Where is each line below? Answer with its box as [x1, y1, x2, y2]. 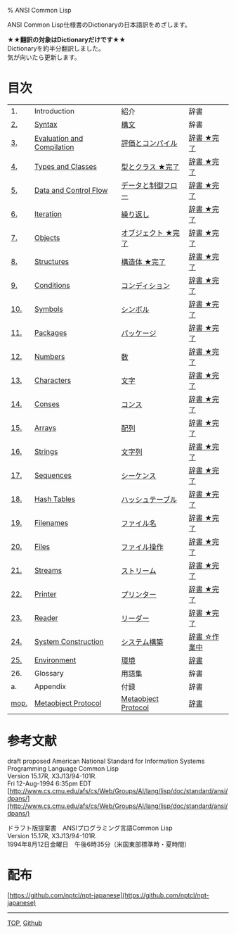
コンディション [121, 281, 171, 291]
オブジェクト [121, 228, 164, 238]
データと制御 [121, 180, 164, 190]
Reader [34, 612, 58, 622]
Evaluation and [34, 133, 84, 143]
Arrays [34, 422, 57, 432]
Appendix [34, 681, 67, 691]
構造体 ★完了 [121, 257, 166, 267]
